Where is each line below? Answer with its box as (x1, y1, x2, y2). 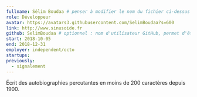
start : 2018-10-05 (6, 36, 51, 42)
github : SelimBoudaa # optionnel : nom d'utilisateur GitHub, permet (6, 31, 180, 36)
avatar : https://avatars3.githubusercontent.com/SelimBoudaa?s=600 (6, 19, 175, 25)
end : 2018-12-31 (6, 42, 46, 48)
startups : (6, 52, 30, 58)
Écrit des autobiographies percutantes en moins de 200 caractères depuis (6, 79, 186, 86)
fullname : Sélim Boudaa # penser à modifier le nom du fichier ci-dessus (6, 8, 191, 15)
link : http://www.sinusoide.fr (6, 25, 83, 31)
